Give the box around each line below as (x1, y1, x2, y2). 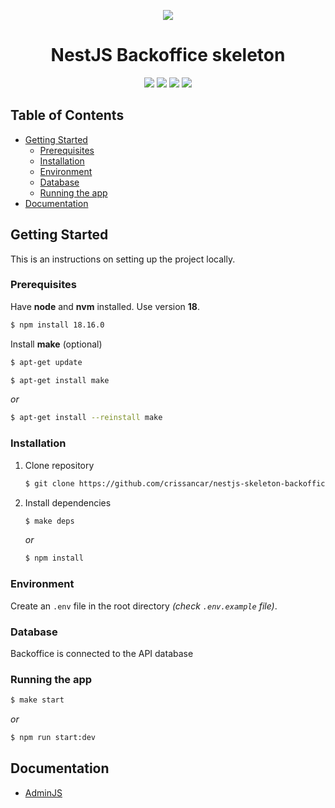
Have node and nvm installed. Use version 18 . (10, 300, 200, 312)
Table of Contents (10, 107, 125, 124)
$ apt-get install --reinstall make (10, 413, 163, 423)
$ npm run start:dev (10, 733, 97, 743)
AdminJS (24, 786, 63, 799)
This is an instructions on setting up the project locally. (10, 253, 236, 265)
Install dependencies (24, 496, 112, 509)
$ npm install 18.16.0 (10, 320, 105, 330)
